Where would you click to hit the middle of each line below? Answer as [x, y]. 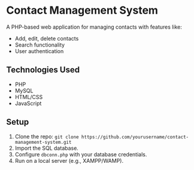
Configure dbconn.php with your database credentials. [81, 154]
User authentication [39, 51]
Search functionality [40, 45]
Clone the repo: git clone [47, 136]
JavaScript [28, 103]
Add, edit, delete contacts [47, 38]
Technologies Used [43, 70]
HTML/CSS [29, 97]
